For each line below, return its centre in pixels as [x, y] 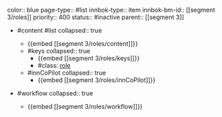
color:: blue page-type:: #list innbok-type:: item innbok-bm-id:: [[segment [111, 10]
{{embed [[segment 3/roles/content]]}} [82, 43]
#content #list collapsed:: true [59, 30]
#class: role [54, 65]
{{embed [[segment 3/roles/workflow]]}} [85, 106]
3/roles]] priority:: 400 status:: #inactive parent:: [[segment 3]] [96, 17]
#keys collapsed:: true [59, 51]
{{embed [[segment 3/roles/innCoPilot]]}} [97, 80]
